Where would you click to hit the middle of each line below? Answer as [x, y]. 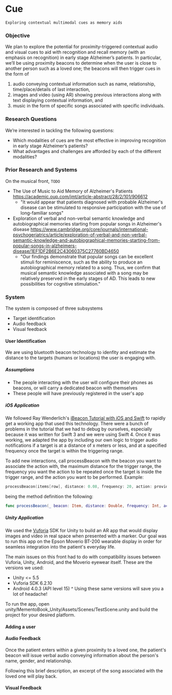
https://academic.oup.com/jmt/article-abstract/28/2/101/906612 [80, 196]
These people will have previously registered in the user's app [78, 393]
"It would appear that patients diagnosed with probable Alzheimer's [92, 202]
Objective [18, 35]
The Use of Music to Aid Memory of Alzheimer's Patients [73, 191]
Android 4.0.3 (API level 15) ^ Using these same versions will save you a [88, 588]
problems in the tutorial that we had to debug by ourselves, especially [79, 429]
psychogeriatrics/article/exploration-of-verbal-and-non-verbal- [80, 235]
